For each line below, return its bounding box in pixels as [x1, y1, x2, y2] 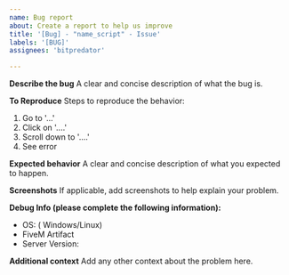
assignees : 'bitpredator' [9, 46, 105, 55]
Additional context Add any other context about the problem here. [9, 255, 253, 267]
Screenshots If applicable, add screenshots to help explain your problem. [9, 185, 279, 196]
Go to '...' [21, 113, 55, 124]
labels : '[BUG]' [9, 37, 69, 47]
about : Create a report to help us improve [9, 21, 173, 30]
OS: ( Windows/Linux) [21, 220, 103, 231]
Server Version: [21, 239, 80, 249]
